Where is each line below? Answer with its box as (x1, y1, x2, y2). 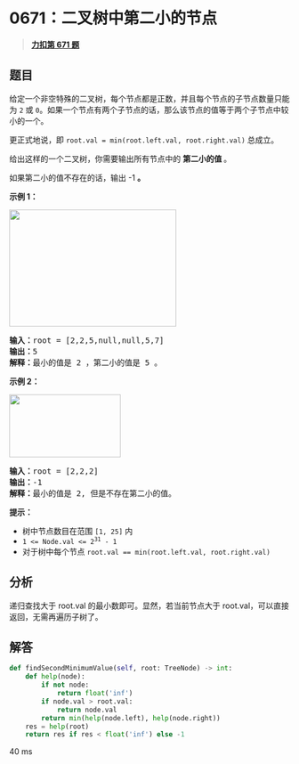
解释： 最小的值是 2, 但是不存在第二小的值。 (9, 488, 176, 499)
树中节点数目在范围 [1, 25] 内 (21, 525, 133, 536)
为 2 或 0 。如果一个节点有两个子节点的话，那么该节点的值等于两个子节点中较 (9, 104, 289, 115)
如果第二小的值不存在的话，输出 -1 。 (9, 172, 146, 183)
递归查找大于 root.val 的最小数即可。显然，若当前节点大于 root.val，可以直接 (9, 600, 289, 611)
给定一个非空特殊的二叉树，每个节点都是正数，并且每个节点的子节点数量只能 (9, 93, 290, 103)
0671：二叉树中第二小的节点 (9, 8, 218, 28)
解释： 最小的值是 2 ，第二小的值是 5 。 (9, 357, 163, 368)
